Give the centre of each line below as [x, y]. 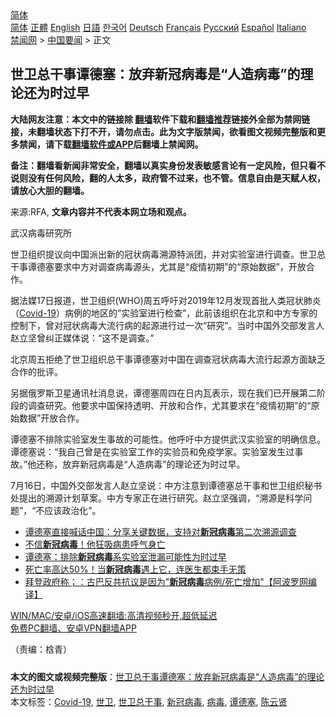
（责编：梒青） [41, 649]
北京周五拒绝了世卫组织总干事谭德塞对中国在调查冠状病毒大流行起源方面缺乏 [168, 359]
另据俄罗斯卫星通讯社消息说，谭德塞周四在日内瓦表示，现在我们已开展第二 [163, 393]
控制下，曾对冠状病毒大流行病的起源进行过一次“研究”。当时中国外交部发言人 [167, 325]
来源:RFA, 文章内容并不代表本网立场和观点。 [101, 211]
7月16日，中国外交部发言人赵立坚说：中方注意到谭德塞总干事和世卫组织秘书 [166, 485]
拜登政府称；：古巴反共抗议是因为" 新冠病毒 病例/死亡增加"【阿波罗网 [166, 581]
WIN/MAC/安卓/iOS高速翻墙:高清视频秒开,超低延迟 [114, 615]
